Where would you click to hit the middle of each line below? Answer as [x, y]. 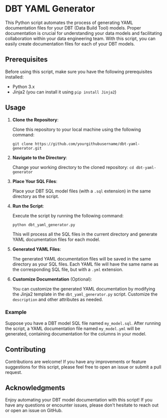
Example [16, 312]
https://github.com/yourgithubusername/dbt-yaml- [87, 144]
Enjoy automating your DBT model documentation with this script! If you [79, 400]
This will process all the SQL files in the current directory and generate [85, 234]
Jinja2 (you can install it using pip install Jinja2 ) [64, 92]
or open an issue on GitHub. [34, 410]
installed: [14, 77]
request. [14, 372]
